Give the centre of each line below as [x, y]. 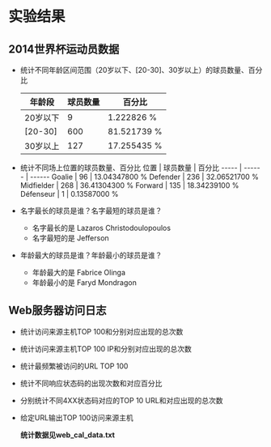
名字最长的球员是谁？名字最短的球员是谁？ [91, 211]
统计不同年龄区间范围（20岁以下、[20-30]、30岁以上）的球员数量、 [134, 70]
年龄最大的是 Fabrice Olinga [78, 272]
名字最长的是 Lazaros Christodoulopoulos [102, 228]
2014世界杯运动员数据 [64, 49]
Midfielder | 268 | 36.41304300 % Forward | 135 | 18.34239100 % [129, 185]
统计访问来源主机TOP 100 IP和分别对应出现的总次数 [106, 348]
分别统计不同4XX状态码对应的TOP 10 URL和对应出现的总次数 [121, 400]
